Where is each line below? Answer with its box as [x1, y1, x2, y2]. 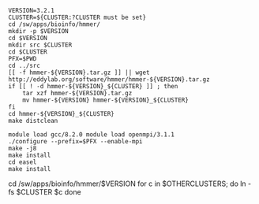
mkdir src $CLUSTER [8, 41, 73, 49]
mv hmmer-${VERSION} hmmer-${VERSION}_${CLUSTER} [22, 96, 190, 104]
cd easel [8, 158, 37, 166]
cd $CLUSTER [8, 48, 47, 56]
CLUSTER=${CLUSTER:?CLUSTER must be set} [8, 13, 147, 21]
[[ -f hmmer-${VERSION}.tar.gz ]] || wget [8, 69, 150, 76]
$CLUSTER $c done [16, 187, 81, 196]
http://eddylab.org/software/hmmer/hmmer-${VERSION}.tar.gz [8, 76, 211, 83]
